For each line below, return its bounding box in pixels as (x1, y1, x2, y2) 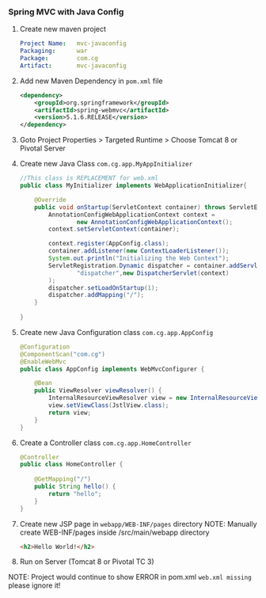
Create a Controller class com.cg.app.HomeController (19, 438, 192, 448)
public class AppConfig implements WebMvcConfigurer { (19, 365, 205, 373)
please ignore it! (8, 581, 61, 590)
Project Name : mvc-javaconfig (19, 40, 127, 48)
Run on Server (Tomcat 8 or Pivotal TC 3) (19, 557, 154, 566)
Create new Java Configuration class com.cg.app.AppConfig (19, 327, 214, 337)
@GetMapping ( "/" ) (34, 475, 92, 483)
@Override (34, 196, 66, 204)
